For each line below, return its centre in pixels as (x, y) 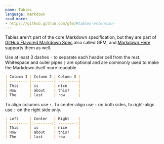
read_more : (16, 19)
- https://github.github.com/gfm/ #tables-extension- (61, 23)
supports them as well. (28, 48)
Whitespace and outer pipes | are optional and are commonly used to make (82, 62)
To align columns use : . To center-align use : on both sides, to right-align (80, 104)
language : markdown (25, 14)
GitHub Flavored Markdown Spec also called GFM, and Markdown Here (78, 43)
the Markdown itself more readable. (41, 68)
